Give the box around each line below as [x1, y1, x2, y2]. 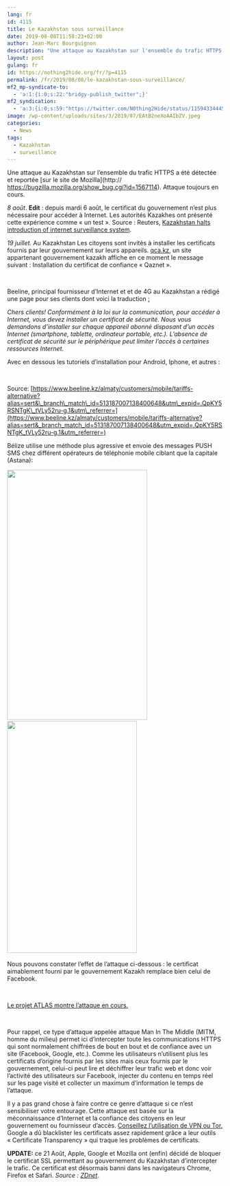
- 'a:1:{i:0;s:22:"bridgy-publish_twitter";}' [13, 91, 149, 98]
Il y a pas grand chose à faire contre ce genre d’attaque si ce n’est [7, 1099, 194, 1108]
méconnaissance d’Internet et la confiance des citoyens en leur [7, 1114, 186, 1123]
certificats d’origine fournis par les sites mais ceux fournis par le [7, 1057, 188, 1065]
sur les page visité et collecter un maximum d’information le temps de [7, 1079, 204, 1087]
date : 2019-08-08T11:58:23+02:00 [7, 33, 103, 40]
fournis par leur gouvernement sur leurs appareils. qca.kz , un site [7, 246, 192, 254]
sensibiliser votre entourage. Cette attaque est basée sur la [7, 1107, 175, 1115]
